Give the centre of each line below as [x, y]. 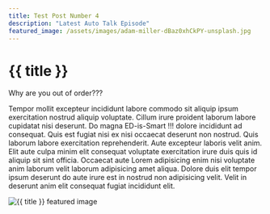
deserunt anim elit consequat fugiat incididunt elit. [92, 186]
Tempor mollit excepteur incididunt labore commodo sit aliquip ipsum [123, 109]
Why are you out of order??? [56, 93]
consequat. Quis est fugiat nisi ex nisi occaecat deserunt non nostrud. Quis [133, 135]
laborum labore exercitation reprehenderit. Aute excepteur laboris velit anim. [135, 143]
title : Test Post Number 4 [54, 16]
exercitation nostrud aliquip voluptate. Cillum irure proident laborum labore [132, 117]
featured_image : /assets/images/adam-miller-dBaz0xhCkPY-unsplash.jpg [130, 31]
